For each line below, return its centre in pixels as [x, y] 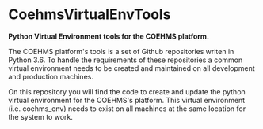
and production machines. [51, 76]
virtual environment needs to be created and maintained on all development [131, 68]
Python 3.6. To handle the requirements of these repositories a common [126, 60]
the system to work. [40, 116]
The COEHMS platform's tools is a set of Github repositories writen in [121, 51]
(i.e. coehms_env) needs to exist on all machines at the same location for [127, 109]
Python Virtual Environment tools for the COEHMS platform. [109, 36]
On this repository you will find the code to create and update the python [127, 91]
